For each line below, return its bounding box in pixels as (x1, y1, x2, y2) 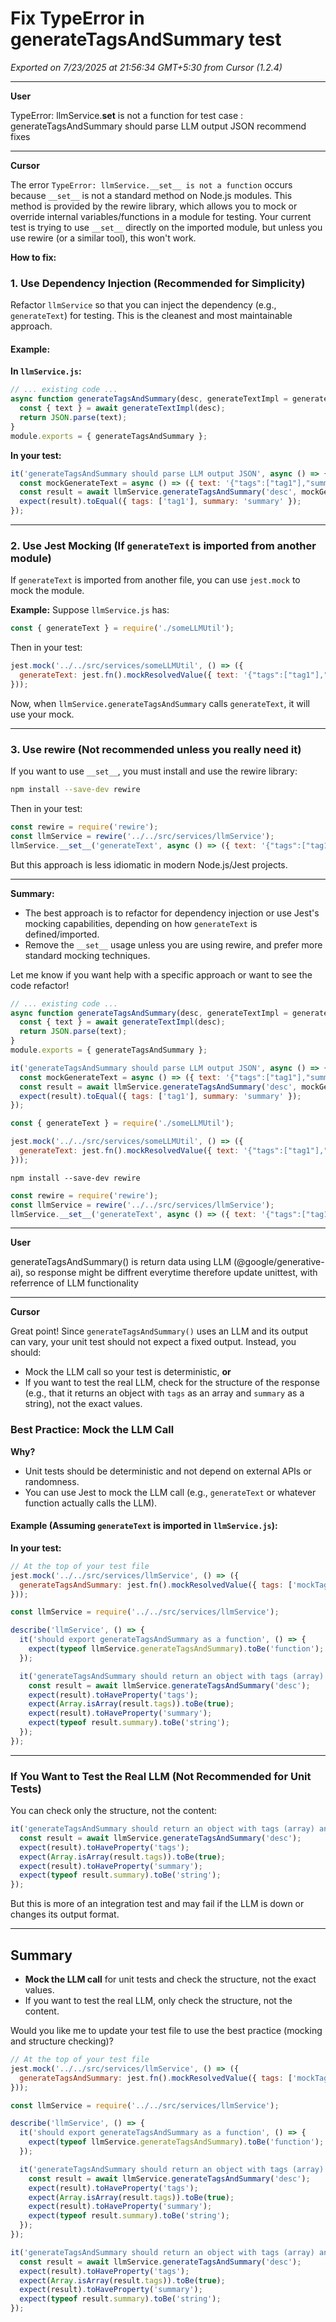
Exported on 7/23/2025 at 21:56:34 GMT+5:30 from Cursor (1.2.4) (10, 61, 283, 73)
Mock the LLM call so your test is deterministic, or (24, 1366, 232, 1378)
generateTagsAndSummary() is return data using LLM (10, 1256, 232, 1268)
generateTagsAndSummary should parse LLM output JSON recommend (10, 120, 307, 132)
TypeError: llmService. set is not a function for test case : (10, 109, 244, 121)
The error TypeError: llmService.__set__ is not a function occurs (10, 178, 293, 191)
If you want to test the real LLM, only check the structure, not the (24, 1995, 293, 2007)
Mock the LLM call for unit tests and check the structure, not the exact (24, 1973, 317, 1986)
